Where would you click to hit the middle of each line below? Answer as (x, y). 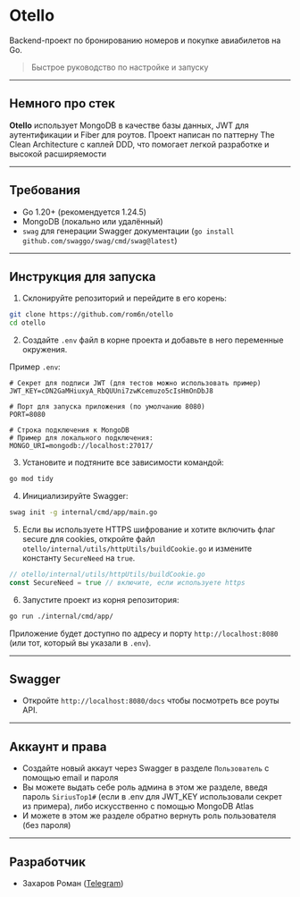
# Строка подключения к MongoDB (69, 430)
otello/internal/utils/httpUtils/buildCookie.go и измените (137, 548)
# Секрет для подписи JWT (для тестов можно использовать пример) (135, 384)
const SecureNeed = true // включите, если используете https (127, 582)
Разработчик (48, 862)
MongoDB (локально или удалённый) (92, 221)
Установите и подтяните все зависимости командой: (123, 462)
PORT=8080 (28, 415)
